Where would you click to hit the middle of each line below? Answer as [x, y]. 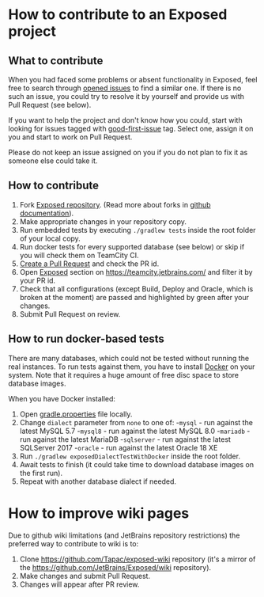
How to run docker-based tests [86, 339]
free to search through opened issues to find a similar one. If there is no [125, 88]
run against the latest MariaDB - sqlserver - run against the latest [125, 439]
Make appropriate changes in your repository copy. [103, 221]
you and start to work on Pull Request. [70, 137]
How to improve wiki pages [99, 513]
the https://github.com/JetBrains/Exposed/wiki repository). [115, 567]
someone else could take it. [53, 161]
